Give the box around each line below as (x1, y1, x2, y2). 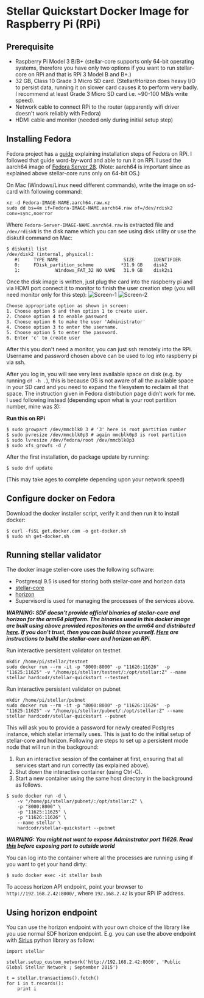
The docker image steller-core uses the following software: (6, 566, 155, 574)
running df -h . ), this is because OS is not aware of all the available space (6, 377, 194, 384)
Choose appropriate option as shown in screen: (6, 302, 130, 309)
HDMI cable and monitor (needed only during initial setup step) (15, 116, 174, 123)
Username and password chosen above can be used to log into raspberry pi (6, 352, 198, 359)
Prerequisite (6, 42, 54, 52)
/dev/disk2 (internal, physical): (6, 251, 94, 257)
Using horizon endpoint (6, 907, 97, 917)
